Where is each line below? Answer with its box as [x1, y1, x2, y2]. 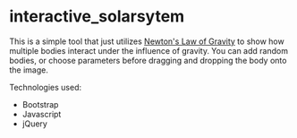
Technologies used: [9, 82, 82, 92]
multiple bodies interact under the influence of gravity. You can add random [9, 45, 289, 56]
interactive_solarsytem [9, 6, 185, 27]
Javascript [21, 108, 62, 119]
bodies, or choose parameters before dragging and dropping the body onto [9, 55, 287, 65]
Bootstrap [21, 99, 59, 109]
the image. [9, 65, 49, 75]
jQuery [21, 118, 47, 129]
